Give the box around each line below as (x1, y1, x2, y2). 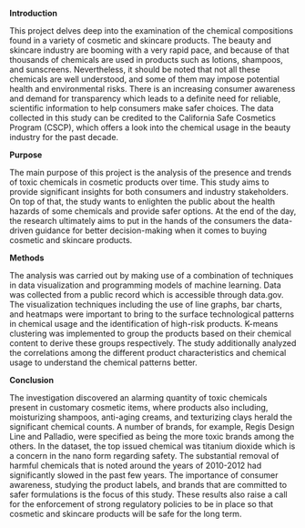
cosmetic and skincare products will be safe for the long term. (9, 509, 242, 519)
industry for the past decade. (9, 132, 119, 142)
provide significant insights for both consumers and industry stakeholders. (9, 187, 289, 197)
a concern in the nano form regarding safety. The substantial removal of (9, 451, 280, 461)
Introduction (9, 8, 57, 18)
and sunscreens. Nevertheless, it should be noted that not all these (9, 64, 261, 75)
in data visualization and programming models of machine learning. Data (9, 279, 282, 290)
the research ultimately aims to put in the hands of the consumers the (9, 216, 270, 226)
